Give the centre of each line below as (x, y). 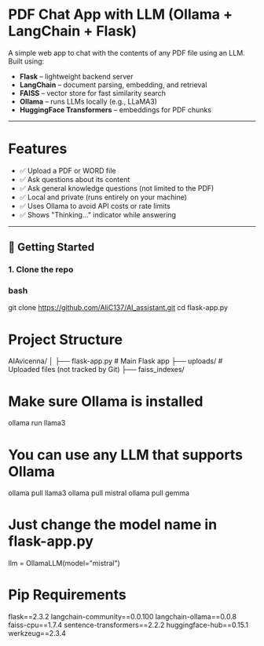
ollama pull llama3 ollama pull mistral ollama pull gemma (99, 493)
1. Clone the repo (41, 270)
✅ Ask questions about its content (75, 179)
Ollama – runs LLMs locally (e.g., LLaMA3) (88, 101)
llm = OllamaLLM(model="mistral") (64, 564)
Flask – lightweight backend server (76, 76)
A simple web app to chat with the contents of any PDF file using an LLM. (126, 53)
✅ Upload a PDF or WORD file (68, 170)
